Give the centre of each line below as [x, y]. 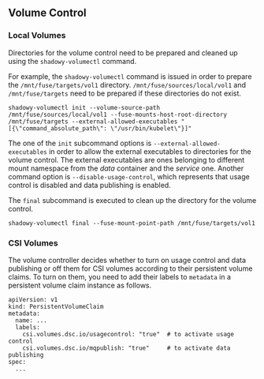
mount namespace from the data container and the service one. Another [126, 168]
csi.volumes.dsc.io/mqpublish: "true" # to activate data [126, 348]
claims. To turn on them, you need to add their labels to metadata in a [119, 276]
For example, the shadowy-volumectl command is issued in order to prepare [130, 76]
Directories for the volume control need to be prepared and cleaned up [123, 53]
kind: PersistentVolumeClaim [56, 306]
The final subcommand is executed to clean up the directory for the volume [132, 200]
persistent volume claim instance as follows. [80, 285]
